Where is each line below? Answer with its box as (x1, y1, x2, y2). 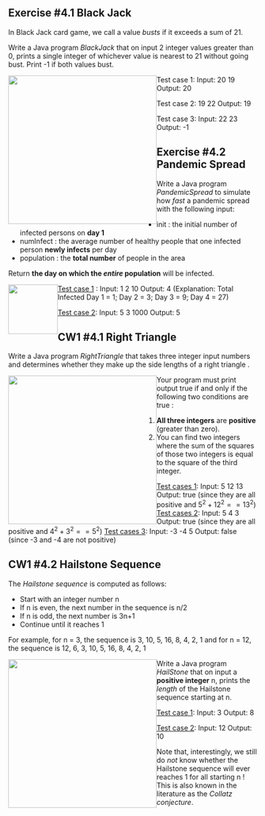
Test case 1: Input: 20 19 (157, 74, 236, 84)
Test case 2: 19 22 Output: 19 (157, 98, 252, 108)
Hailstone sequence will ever (157, 764, 251, 773)
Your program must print (157, 376, 237, 385)
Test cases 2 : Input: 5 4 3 (157, 509, 240, 518)
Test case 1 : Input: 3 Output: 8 (157, 707, 255, 717)
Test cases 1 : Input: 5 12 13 (157, 482, 244, 491)
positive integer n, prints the (157, 675, 251, 684)
